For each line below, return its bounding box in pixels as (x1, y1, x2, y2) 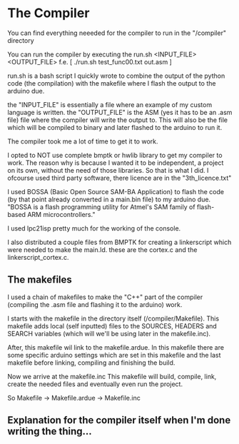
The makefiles (7, 273, 73, 286)
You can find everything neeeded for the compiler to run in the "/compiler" (7, 29, 227, 37)
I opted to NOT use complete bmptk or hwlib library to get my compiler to (7, 151, 223, 159)
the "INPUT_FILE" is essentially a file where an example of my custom (7, 100, 213, 109)
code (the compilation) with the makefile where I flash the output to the (7, 79, 216, 87)
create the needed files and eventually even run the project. (7, 380, 183, 388)
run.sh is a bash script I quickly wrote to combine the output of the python (7, 71, 225, 80)
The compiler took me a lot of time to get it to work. (7, 137, 158, 146)
